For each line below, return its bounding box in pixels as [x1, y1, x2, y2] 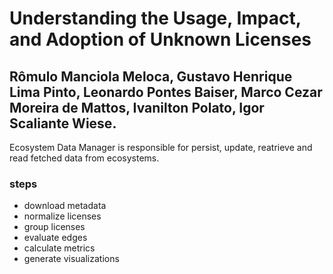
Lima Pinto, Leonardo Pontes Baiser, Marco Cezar [9, 83, 323, 101]
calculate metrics [23, 242, 96, 254]
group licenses [23, 221, 86, 233]
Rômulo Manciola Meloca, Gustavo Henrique [9, 68, 293, 85]
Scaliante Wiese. [9, 115, 117, 132]
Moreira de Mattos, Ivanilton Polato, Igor [9, 99, 265, 116]
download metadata [23, 200, 107, 212]
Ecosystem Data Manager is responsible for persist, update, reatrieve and [9, 142, 313, 153]
